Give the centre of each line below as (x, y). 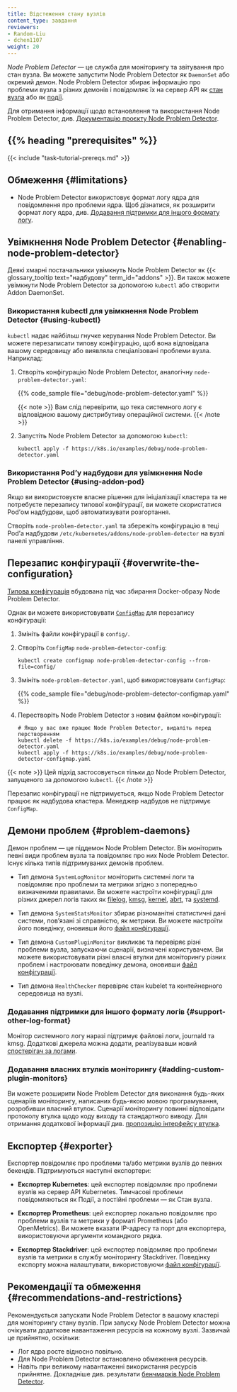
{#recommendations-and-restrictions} (95, 1298)
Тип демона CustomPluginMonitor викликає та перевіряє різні (109, 942)
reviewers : (23, 27)
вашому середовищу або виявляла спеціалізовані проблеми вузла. (109, 350)
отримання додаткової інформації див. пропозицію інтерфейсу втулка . (114, 1124)
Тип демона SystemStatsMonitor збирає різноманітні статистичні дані (122, 913)
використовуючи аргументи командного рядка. (90, 1236)
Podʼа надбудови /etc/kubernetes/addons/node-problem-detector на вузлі (116, 533)
